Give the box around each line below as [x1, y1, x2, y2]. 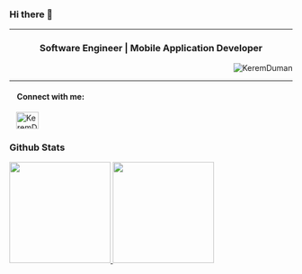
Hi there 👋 [9, 8, 54, 21]
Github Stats [9, 141, 66, 154]
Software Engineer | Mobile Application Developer [39, 42, 263, 55]
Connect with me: [16, 92, 85, 102]
